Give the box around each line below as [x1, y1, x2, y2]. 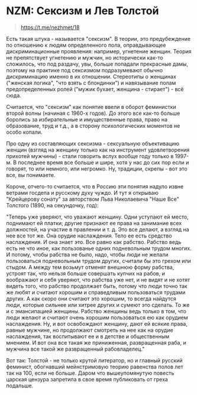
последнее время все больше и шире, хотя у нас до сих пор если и [17, 159, 189, 166]
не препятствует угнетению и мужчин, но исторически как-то [6, 54, 164, 61]
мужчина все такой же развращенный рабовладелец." [6, 345, 145, 352]
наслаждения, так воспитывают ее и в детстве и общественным [6, 333, 170, 340]
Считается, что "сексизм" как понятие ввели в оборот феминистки [6, 103, 176, 110]
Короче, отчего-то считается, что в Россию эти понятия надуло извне [6, 182, 184, 190]
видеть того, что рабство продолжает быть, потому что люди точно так [6, 282, 188, 290]
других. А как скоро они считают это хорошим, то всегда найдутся [6, 295, 176, 302]
